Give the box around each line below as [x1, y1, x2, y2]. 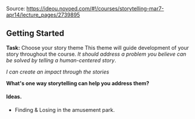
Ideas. [6, 93, 22, 100]
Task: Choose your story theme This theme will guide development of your [6, 44, 189, 51]
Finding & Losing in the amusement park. [14, 107, 115, 114]
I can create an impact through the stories [6, 68, 110, 75]
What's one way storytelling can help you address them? [6, 79, 149, 86]
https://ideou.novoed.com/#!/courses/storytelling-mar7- [26, 5, 164, 12]
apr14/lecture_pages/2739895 [6, 11, 80, 18]
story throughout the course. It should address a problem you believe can [6, 50, 187, 57]
